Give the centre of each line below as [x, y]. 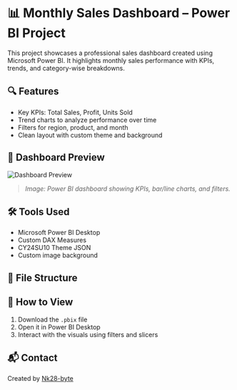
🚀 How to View [40, 302]
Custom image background [58, 255]
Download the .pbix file [52, 319]
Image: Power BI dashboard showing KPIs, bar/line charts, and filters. [127, 189]
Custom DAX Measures [52, 240]
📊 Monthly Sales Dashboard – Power [119, 13]
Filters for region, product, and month [73, 127]
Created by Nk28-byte [40, 379]
